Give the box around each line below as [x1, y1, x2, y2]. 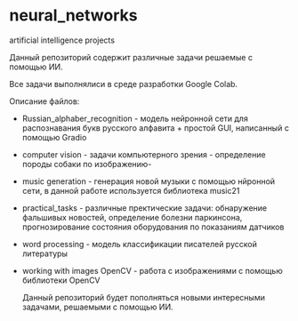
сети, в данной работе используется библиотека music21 [21, 185, 240, 196]
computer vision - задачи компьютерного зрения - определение [21, 148, 266, 160]
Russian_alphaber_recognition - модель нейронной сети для [21, 113, 249, 124]
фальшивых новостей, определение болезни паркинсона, [21, 212, 243, 222]
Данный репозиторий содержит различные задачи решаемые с [9, 52, 254, 62]
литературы [21, 248, 68, 259]
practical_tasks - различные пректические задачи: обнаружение [21, 202, 268, 213]
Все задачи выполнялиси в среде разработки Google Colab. [9, 78, 238, 89]
